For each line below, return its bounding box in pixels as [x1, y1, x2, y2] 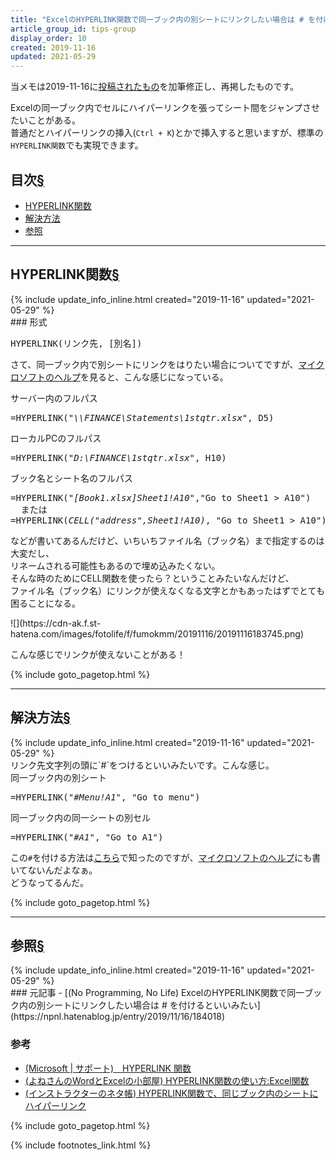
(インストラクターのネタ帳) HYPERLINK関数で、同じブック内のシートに [24, 1087, 319, 1099]
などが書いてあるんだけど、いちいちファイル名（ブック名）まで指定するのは [10, 534, 325, 546]
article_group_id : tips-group [10, 24, 137, 34]
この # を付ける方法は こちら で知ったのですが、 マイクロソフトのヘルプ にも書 [10, 851, 322, 863]
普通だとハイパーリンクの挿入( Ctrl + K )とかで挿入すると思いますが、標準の [10, 127, 324, 139]
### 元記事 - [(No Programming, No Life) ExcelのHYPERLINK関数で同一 [10, 987, 305, 999]
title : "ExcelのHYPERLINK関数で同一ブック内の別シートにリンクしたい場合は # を [10, 14, 317, 25]
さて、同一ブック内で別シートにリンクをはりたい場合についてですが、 [10, 358, 299, 370]
